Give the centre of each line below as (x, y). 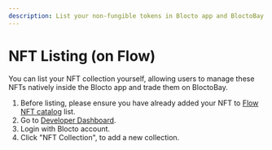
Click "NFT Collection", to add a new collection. (100, 137)
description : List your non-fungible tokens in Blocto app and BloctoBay (136, 16)
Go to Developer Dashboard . (68, 120)
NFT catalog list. (48, 111)
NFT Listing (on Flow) (82, 56)
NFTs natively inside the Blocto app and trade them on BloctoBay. (118, 87)
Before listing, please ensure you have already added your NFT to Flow (139, 103)
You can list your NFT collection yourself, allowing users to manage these (132, 79)
